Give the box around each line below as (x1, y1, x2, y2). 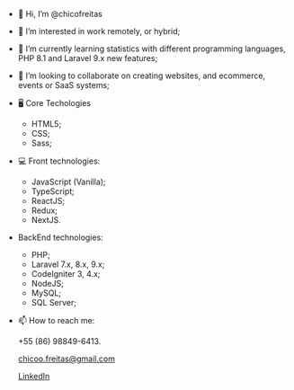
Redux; (31, 205, 58, 216)
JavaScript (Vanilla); (31, 176, 106, 187)
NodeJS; (31, 279, 65, 288)
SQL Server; (31, 297, 77, 307)
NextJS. (31, 215, 61, 225)
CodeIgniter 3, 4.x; (31, 269, 101, 279)
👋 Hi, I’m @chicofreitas (17, 9, 103, 19)
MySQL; (31, 288, 62, 298)
